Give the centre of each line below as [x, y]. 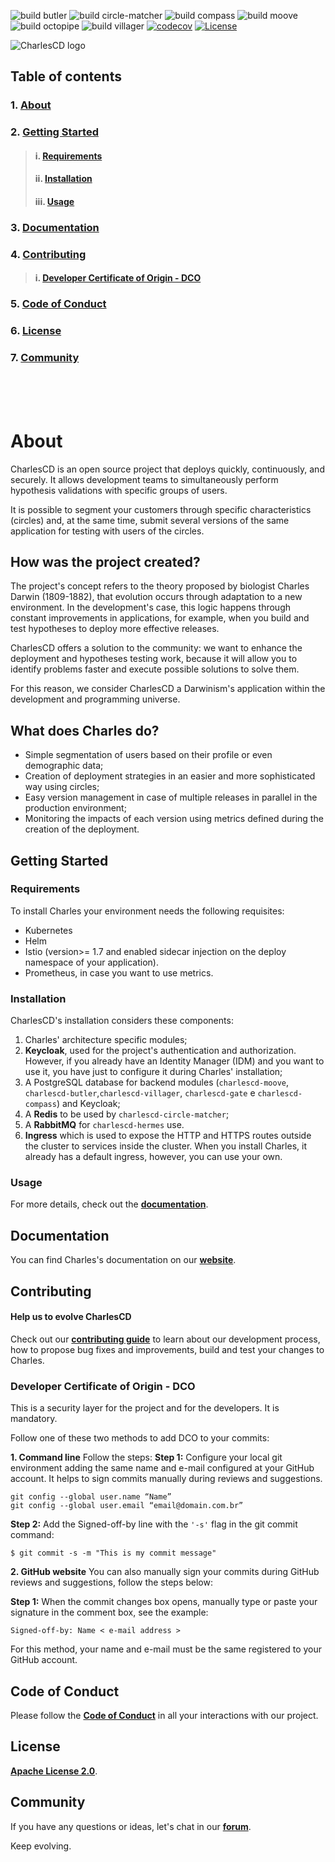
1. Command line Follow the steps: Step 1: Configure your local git [146, 1457]
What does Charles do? [85, 730]
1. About [31, 105]
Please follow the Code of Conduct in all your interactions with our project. [164, 1715]
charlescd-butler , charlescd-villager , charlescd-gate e [140, 1093]
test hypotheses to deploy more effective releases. [115, 629]
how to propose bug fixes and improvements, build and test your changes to [167, 1349]
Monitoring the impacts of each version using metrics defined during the [174, 819]
